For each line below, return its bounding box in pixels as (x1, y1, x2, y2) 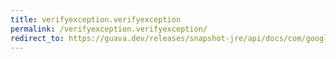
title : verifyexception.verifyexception (10, 14, 182, 25)
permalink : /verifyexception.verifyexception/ (10, 24, 208, 34)
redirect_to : (10, 33, 65, 43)
